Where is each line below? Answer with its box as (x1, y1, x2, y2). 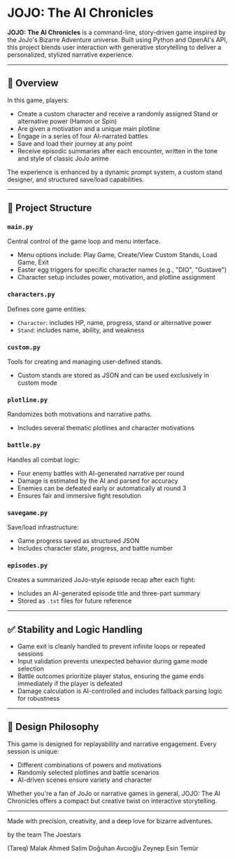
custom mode (17, 378, 57, 387)
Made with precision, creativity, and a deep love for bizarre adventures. (7, 816, 213, 825)
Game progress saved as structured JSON (17, 536, 140, 544)
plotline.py (7, 396, 48, 404)
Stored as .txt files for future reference (17, 597, 132, 605)
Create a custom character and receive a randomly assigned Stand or (17, 109, 218, 118)
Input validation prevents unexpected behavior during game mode (17, 657, 208, 666)
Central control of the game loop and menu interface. (7, 237, 161, 246)
